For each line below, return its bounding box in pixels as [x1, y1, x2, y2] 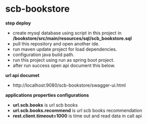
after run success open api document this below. [12, 62, 116, 68]
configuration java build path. [12, 52, 75, 58]
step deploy [5, 20, 31, 26]
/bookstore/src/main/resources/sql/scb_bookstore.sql [12, 35, 132, 41]
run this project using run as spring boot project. [12, 57, 115, 63]
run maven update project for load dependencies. [12, 46, 117, 52]
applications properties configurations [5, 92, 89, 98]
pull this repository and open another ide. [12, 40, 100, 46]
